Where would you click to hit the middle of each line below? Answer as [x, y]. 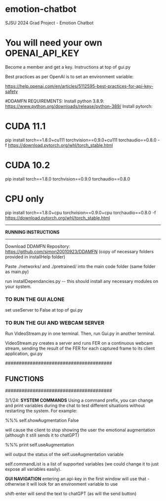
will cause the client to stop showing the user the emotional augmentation [80, 430]
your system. [19, 286]
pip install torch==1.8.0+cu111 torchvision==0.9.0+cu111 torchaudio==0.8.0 [81, 140]
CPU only [25, 199]
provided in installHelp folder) [35, 257]
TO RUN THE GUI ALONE [35, 299]
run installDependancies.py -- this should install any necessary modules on [82, 281]
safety [12, 91]
